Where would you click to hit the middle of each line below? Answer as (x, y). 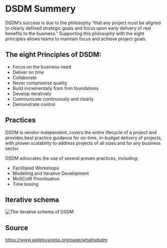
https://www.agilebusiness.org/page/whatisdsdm (56, 240)
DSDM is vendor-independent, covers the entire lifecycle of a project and (81, 132)
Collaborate (24, 77)
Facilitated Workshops (36, 168)
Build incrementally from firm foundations (56, 88)
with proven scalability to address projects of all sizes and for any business (83, 143)
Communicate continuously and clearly (53, 99)
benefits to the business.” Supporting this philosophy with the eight (75, 33)
